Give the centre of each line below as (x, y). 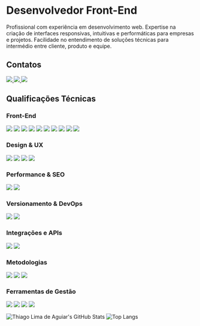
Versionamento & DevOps (44, 203)
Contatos (24, 65)
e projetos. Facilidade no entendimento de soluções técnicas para (87, 39)
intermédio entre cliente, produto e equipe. (59, 46)
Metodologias (27, 262)
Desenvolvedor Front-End (72, 10)
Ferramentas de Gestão (41, 291)
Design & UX (25, 145)
